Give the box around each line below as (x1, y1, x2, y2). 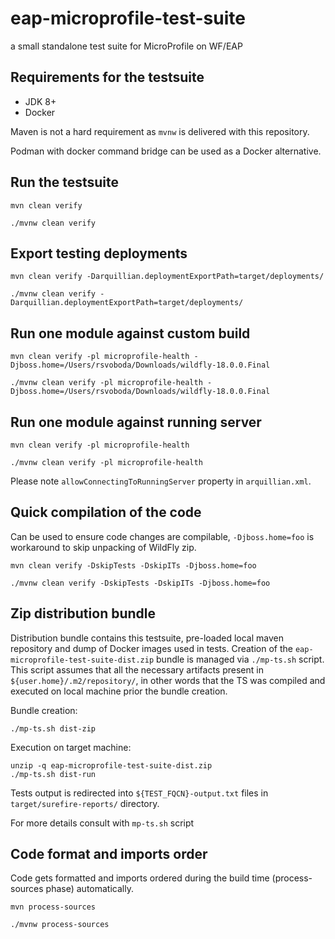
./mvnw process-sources (10, 920, 110, 930)
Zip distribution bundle (10, 605, 157, 622)
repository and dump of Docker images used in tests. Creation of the (10, 642, 293, 654)
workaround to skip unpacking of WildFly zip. (10, 541, 197, 553)
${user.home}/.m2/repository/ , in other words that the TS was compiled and (10, 674, 326, 686)
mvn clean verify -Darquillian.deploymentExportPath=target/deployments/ (10, 272, 325, 282)
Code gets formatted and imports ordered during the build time (10, 872, 270, 884)
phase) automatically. (45, 883, 134, 895)
